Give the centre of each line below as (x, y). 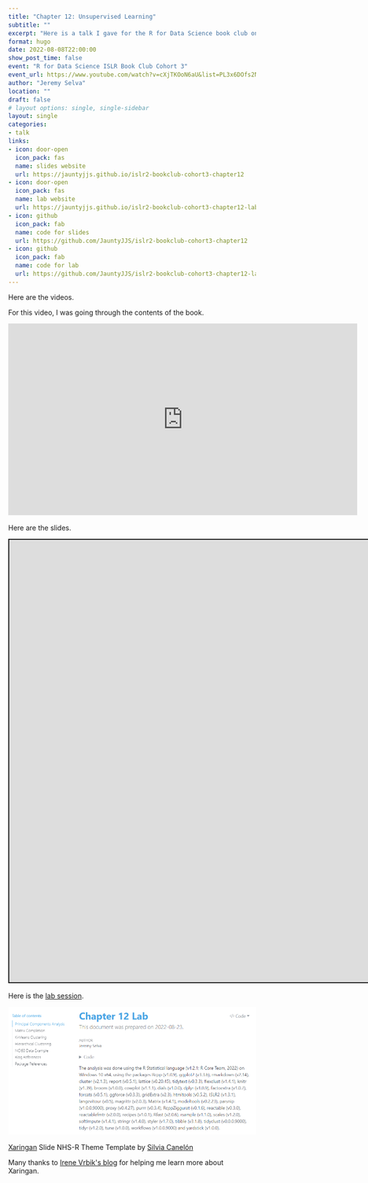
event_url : (26, 75)
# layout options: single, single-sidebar (79, 108)
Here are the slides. (40, 528)
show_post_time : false (45, 58)
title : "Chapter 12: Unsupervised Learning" (82, 17)
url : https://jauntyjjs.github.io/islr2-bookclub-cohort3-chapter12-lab (137, 208)
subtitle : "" (29, 25)
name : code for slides (52, 232)
